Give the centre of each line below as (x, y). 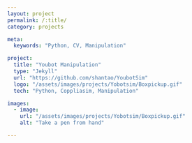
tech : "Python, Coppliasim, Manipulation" (76, 91)
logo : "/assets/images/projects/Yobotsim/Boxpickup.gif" (98, 84)
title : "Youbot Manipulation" (57, 65)
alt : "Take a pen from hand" (62, 123)
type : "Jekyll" (36, 71)
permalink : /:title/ (37, 20)
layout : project (31, 14)
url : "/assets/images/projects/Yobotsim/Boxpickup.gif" (103, 116)
